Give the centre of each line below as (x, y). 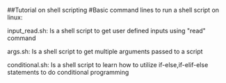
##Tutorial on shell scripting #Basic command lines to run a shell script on (113, 10)
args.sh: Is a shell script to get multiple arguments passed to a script (105, 52)
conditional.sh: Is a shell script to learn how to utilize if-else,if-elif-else (108, 65)
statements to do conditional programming (68, 72)
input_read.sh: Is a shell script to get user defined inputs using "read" (107, 31)
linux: (15, 17)
